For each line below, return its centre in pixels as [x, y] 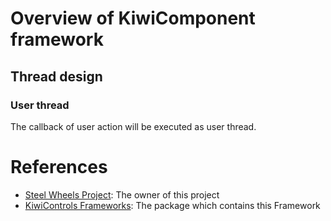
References [59, 167]
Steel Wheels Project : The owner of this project [122, 194]
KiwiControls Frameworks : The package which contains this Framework [172, 205]
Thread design [56, 76]
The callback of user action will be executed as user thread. [133, 126]
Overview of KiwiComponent [133, 18]
